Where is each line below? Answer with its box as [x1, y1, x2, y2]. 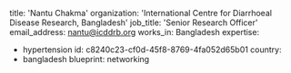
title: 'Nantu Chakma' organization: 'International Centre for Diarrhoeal [9, 8, 273, 18]
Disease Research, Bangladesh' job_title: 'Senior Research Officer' [9, 17, 258, 28]
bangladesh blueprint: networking [22, 54, 150, 64]
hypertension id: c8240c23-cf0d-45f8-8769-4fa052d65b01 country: [22, 44, 282, 55]
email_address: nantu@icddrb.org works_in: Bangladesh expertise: [9, 27, 260, 37]
